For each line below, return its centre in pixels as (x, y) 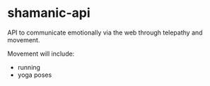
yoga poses (35, 75)
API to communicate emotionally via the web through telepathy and (105, 32)
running (29, 67)
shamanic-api (49, 13)
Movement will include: (41, 54)
